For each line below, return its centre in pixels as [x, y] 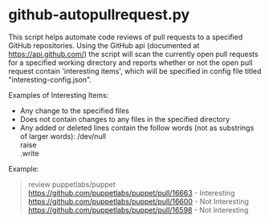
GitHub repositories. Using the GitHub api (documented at [104, 45]
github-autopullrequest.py [99, 15]
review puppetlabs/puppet [72, 184]
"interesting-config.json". [50, 79]
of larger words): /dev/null [63, 136]
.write [29, 153]
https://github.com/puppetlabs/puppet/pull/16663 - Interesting [131, 193]
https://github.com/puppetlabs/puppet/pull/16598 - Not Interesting [138, 209]
